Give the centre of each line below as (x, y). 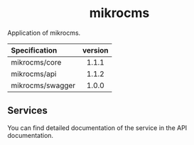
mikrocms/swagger (43, 85)
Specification (34, 50)
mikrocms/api (34, 74)
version (95, 50)
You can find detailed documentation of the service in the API (97, 128)
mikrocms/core (36, 62)
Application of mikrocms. (44, 33)
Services (28, 111)
